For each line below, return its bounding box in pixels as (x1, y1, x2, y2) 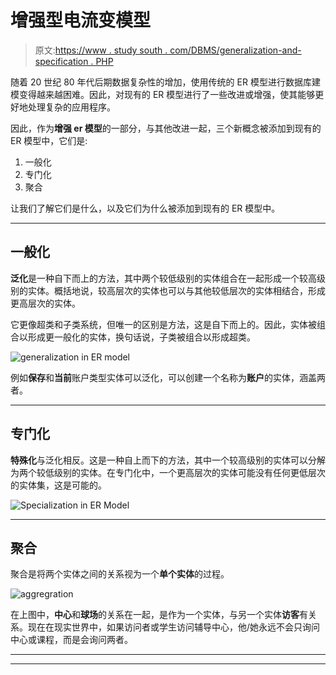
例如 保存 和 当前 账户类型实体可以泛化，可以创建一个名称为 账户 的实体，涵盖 (10, 371, 317, 383)
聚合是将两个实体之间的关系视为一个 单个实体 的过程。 (10, 568, 230, 580)
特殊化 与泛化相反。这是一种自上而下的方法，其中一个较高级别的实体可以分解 (10, 454, 326, 466)
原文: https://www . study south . (34, 44, 168, 56)
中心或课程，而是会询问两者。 (10, 634, 133, 646)
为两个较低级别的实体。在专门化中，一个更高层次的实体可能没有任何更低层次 (10, 466, 326, 478)
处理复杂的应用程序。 (27, 101, 116, 113)
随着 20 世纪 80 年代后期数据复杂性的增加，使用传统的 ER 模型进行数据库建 (10, 76, 321, 88)
